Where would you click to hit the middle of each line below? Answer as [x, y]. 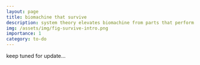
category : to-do [26, 39]
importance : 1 [24, 34]
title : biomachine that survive [46, 17]
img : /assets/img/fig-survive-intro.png [57, 28]
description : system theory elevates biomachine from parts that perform [100, 22]
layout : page [22, 12]
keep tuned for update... [36, 56]
